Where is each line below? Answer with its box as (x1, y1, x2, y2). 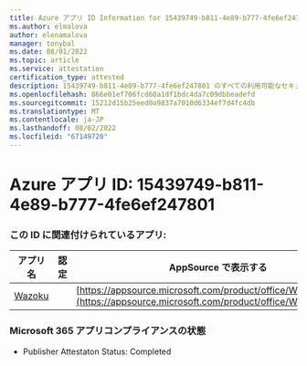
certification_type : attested (9, 73, 125, 82)
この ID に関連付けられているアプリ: (9, 228, 167, 241)
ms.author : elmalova (9, 22, 89, 31)
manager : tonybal (9, 38, 76, 48)
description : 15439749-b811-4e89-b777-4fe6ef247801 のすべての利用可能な (9, 81, 281, 90)
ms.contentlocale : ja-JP (9, 115, 104, 124)
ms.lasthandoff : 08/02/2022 (9, 124, 117, 133)
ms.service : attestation (9, 65, 104, 74)
